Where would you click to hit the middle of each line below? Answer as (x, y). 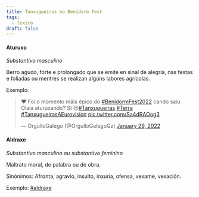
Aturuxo (16, 47)
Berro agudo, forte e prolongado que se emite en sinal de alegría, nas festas (99, 72)
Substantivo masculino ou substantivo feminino (65, 153)
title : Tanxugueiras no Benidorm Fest (54, 12)
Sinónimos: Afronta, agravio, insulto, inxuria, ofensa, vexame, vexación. (94, 176)
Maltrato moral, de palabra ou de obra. (54, 164)
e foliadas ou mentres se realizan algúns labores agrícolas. (78, 79)
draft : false (22, 28)
